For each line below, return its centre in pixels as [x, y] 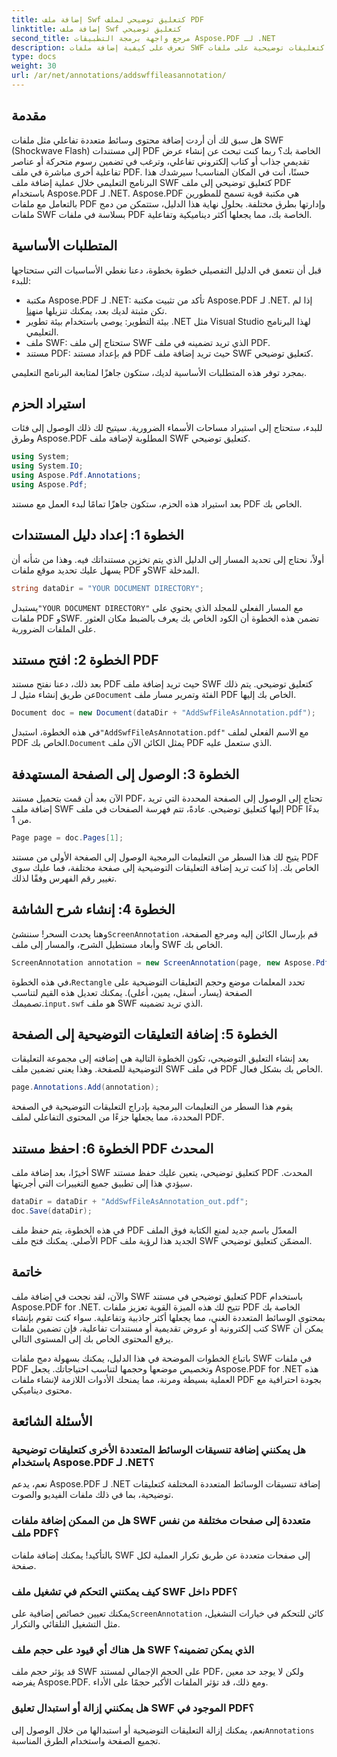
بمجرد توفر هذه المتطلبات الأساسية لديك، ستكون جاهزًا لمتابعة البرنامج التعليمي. [159, 372]
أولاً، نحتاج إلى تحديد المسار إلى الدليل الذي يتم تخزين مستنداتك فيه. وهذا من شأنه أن [168, 559]
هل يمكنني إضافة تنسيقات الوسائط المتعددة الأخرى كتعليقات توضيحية [158, 1449]
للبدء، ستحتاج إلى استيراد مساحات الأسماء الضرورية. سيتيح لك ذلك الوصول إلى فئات [167, 428]
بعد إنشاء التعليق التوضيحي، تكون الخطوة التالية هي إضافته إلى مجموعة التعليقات [160, 1058]
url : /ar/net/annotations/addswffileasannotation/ [119, 76]
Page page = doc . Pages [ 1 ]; [67, 838]
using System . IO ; [47, 466]
